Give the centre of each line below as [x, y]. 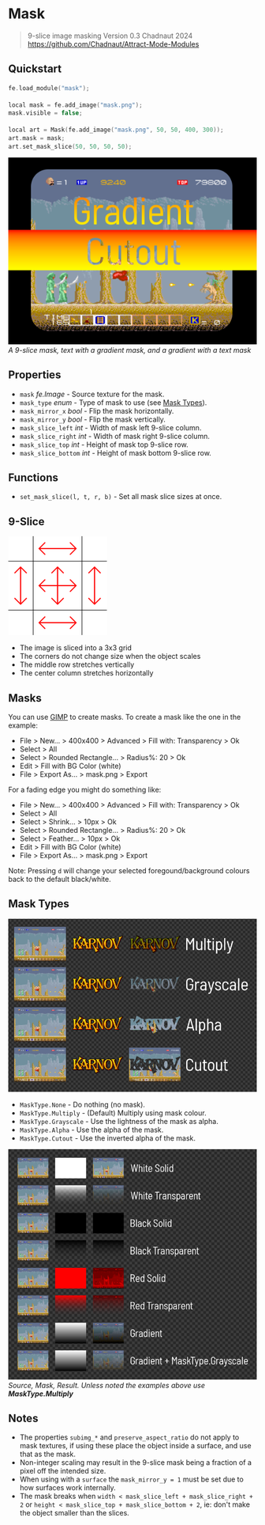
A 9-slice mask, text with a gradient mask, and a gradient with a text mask [130, 350]
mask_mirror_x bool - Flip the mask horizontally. [97, 411]
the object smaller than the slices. [75, 1513]
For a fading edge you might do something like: [85, 789]
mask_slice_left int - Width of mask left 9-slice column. [110, 427]
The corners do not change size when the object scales [110, 657]
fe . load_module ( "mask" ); [49, 88]
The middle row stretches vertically [77, 664]
